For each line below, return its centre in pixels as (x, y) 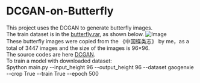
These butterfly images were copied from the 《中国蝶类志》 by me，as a (98, 41)
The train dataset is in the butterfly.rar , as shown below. (75, 34)
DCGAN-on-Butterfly (60, 11)
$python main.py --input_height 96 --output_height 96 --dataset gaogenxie (100, 67)
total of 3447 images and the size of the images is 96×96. (78, 48)
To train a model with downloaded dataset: (59, 61)
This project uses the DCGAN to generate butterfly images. (80, 28)
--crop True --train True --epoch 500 (52, 73)
